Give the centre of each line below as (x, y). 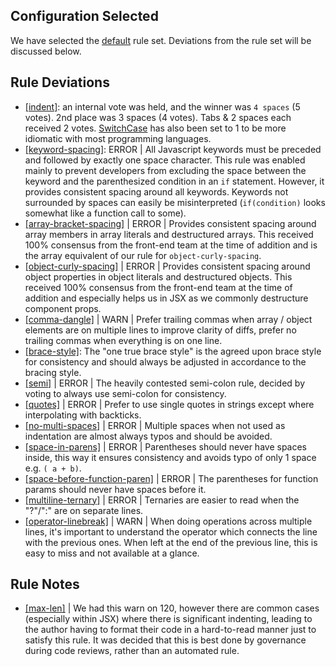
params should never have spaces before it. (115, 489)
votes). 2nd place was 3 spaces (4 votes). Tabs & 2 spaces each (158, 117)
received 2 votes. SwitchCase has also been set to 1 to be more (155, 128)
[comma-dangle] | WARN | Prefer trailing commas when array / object (168, 319)
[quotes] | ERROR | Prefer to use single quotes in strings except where (169, 404)
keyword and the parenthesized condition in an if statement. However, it (174, 181)
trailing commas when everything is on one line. (123, 340)
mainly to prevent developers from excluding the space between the (165, 170)
